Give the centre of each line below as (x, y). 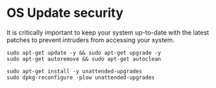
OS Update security (65, 13)
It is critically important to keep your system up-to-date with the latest (108, 32)
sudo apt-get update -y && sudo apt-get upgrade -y (84, 53)
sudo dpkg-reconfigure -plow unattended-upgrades (81, 77)
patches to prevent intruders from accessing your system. (91, 39)
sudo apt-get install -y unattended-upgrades (74, 71)
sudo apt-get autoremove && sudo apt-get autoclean (84, 59)
